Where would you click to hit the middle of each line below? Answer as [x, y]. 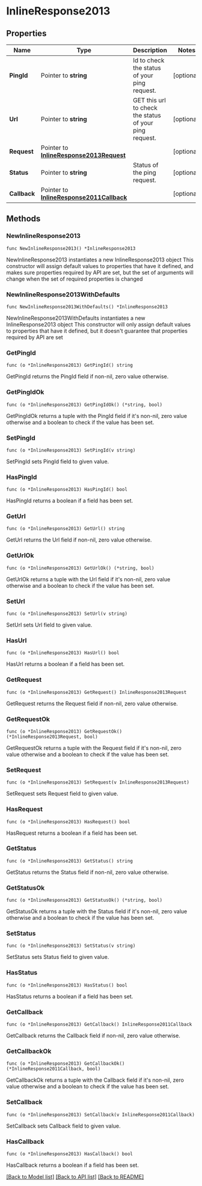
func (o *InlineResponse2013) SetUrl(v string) [67, 614]
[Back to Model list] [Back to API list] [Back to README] [75, 1176]
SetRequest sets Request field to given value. [62, 794]
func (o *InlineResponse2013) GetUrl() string [66, 529]
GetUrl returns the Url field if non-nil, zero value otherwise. [79, 540]
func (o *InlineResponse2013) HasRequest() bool [68, 822]
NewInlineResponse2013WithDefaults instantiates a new [76, 318]
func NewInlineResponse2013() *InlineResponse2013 [71, 248]
